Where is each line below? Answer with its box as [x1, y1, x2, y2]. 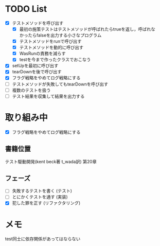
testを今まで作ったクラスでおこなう [19, 57, 91, 63]
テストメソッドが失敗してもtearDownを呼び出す [12, 81, 108, 87]
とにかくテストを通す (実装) [12, 194, 68, 200]
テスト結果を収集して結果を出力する [12, 93, 85, 99]
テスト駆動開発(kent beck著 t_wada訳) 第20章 [5, 158, 97, 164]
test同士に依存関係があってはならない [5, 236, 81, 242]
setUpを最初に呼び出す [12, 63, 58, 69]
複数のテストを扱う [12, 87, 51, 93]
